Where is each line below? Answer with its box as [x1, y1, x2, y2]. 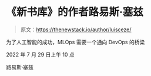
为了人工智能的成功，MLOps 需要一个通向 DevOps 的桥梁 [6, 38, 145, 45]
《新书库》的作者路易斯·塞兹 [6, 5, 144, 19]
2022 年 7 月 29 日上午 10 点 [6, 51, 75, 58]
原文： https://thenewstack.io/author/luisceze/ [20, 26, 132, 33]
